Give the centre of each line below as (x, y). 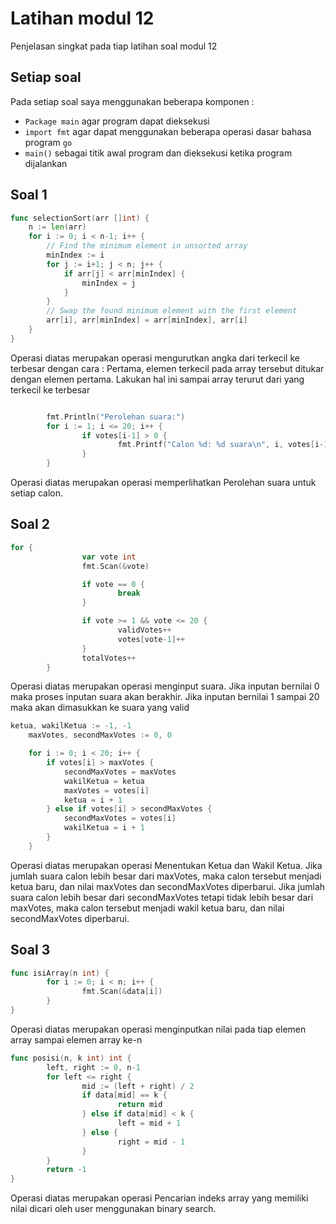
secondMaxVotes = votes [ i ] (120, 818)
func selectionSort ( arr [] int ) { (80, 218)
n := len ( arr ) (57, 227)
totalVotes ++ (109, 658)
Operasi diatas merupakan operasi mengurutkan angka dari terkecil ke (155, 358)
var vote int (109, 557)
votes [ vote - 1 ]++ (151, 639)
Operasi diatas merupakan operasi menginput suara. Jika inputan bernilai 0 (165, 686)
